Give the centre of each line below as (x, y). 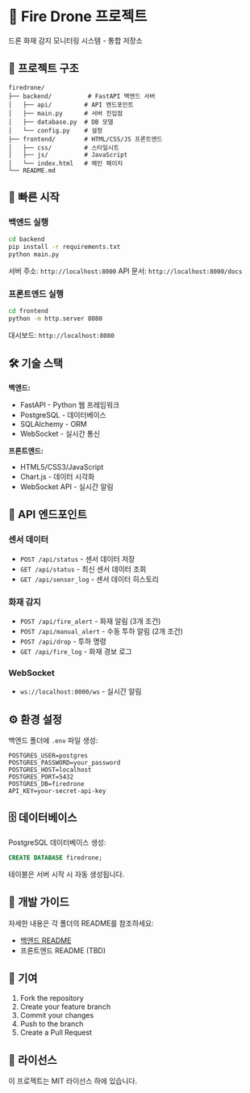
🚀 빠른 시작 (34, 198)
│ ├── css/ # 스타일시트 (64, 148)
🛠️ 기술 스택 (35, 363)
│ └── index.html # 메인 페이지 (66, 163)
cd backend (27, 239)
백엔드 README (46, 940)
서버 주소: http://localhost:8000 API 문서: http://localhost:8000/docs (125, 271)
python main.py (34, 255)
